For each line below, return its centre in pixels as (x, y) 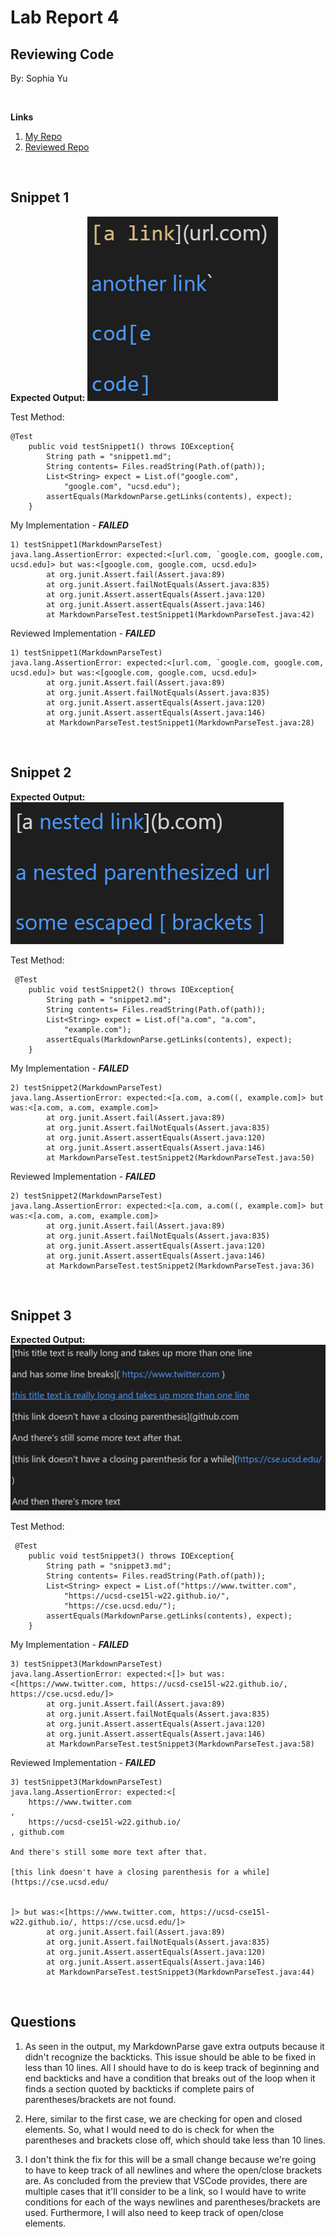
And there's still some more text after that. (109, 1852)
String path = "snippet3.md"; (109, 1566)
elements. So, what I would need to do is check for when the (149, 2129)
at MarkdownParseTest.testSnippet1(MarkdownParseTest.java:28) (180, 722)
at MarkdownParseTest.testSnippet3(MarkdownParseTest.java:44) (180, 1972)
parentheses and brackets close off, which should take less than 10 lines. (175, 2140)
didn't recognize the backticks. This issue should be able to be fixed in (170, 2057)
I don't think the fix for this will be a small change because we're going (170, 2159)
